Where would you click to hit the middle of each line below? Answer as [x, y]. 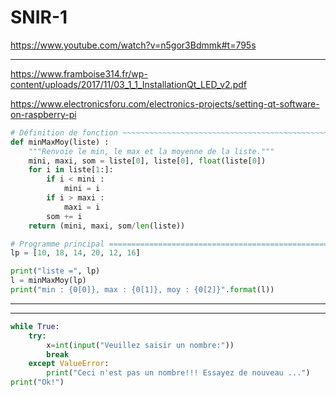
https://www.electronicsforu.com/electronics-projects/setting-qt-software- [165, 103]
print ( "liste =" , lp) [55, 271]
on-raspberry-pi [43, 114]
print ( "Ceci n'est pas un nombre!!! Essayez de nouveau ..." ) [178, 373]
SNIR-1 [39, 17]
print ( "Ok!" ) [37, 382]
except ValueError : [69, 364]
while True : [35, 326]
